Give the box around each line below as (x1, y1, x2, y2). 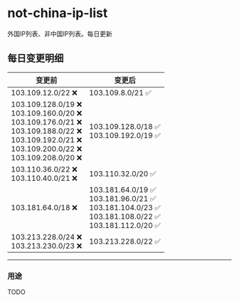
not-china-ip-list (7, 5, 108, 21)
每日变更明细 (7, 52, 64, 65)
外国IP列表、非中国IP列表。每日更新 (7, 29, 112, 38)
